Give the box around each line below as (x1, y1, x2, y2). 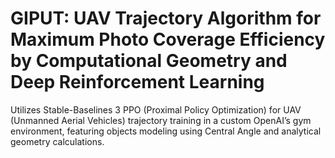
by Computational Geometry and (10, 50, 288, 72)
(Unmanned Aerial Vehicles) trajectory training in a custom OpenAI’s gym (10, 114, 312, 126)
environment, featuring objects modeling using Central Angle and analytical (10, 125, 322, 137)
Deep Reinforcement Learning (10, 71, 265, 94)
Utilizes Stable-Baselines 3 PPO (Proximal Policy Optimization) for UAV (10, 103, 302, 116)
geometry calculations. (10, 135, 105, 147)
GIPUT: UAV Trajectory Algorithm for (10, 7, 322, 30)
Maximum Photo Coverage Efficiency (10, 28, 326, 51)
